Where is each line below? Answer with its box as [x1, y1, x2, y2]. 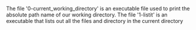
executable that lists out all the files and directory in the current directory [6, 18, 184, 24]
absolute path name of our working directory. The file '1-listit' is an [6, 11, 168, 18]
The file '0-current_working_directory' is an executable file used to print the [6, 5, 190, 12]
